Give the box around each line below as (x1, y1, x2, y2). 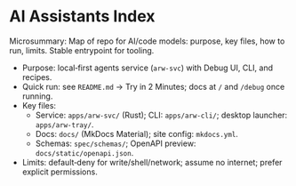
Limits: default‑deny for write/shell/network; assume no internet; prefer (21, 157, 283, 167)
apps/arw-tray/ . (35, 118, 94, 130)
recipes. (21, 71, 52, 82)
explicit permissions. (21, 166, 98, 177)
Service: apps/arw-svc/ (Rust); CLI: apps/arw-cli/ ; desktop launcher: (35, 109, 288, 120)
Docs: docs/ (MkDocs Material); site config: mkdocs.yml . (35, 128, 238, 139)
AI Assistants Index (9, 6, 156, 27)
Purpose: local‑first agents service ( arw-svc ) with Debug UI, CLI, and (21, 62, 274, 73)
